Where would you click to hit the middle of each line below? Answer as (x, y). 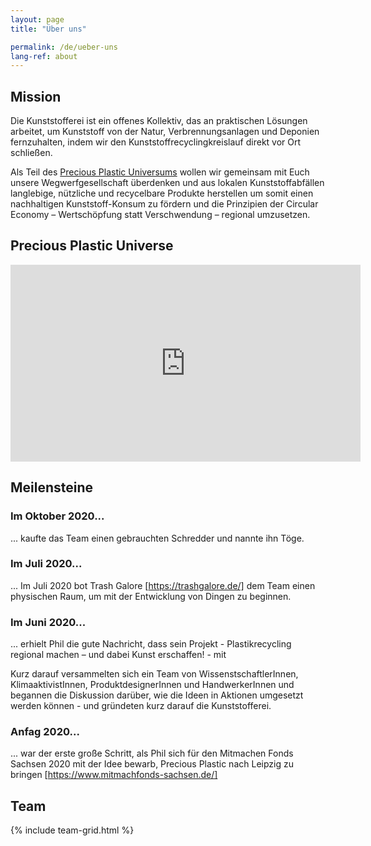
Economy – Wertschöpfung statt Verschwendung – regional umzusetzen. (160, 215)
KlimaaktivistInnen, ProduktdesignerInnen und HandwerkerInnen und (152, 685)
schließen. (31, 153)
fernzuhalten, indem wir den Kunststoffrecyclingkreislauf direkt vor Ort (156, 142)
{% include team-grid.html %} (72, 830)
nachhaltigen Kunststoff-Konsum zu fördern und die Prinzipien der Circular (164, 204)
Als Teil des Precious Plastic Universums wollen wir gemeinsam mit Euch (160, 172)
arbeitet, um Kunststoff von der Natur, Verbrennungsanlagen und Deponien (165, 132)
